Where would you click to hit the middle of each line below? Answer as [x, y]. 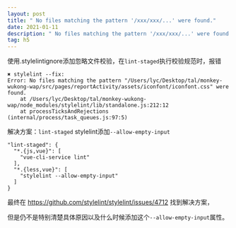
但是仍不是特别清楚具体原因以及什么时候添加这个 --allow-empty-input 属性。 [118, 217]
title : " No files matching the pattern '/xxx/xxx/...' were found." [112, 20]
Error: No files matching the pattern [64, 81]
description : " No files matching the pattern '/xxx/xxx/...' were [109, 34]
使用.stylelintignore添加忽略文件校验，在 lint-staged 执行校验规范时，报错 [114, 61]
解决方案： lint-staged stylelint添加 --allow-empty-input [89, 132]
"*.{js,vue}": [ [37, 151]
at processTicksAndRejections [65, 112]
